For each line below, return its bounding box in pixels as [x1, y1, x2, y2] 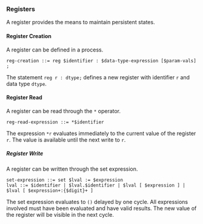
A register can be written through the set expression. [6, 165, 138, 173]
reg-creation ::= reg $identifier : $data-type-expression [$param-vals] [6, 58, 197, 64]
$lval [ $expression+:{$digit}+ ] [6, 187, 94, 194]
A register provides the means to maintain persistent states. [6, 19, 156, 26]
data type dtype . [6, 80, 47, 87]
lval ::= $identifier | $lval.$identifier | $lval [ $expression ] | [6, 182, 186, 188]
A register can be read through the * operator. [6, 107, 121, 114]
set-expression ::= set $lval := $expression [6, 177, 123, 183]
